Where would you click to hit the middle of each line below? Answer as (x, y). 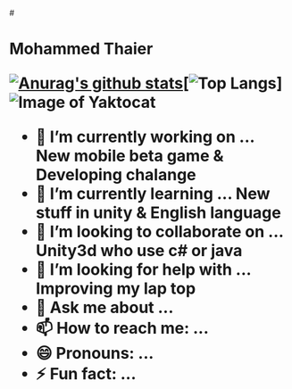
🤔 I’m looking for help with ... (143, 270)
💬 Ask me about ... (104, 308)
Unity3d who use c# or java (139, 251)
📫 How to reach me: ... (122, 328)
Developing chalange (116, 175)
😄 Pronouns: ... (95, 354)
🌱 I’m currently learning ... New (153, 194)
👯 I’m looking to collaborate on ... (159, 232)
